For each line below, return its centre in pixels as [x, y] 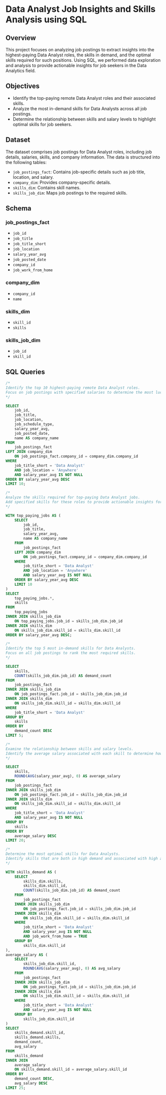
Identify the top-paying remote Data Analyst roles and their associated [84, 98]
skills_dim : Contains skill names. [47, 187]
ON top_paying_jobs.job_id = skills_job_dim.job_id [68, 621]
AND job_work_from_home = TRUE [55, 936]
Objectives [23, 86]
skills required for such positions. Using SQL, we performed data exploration [83, 60]
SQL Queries [25, 372]
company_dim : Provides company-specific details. [62, 182]
